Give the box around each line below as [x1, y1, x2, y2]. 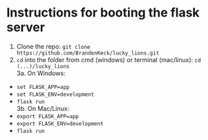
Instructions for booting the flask [6, 5, 200, 21]
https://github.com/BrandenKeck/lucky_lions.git [16, 50, 160, 57]
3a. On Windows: [16, 69, 66, 77]
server [6, 19, 46, 35]
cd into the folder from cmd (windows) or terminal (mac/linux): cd [16, 55, 201, 63]
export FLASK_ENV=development [16, 120, 104, 127]
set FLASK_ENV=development [16, 91, 95, 98]
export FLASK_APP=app [16, 112, 79, 120]
